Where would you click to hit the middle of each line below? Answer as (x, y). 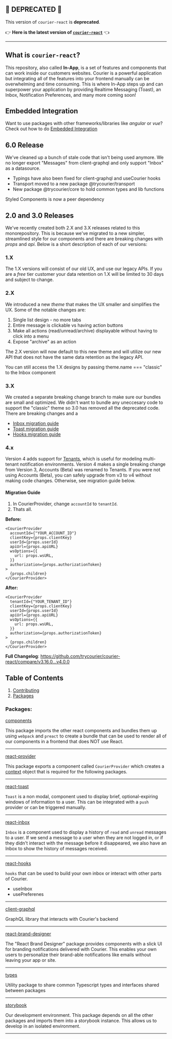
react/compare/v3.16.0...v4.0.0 (38, 662)
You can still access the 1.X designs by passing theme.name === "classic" (84, 367)
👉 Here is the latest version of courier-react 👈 (57, 32)
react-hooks (18, 863)
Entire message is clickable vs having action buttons (68, 325)
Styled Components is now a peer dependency (55, 199)
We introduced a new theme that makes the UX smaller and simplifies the (82, 304)
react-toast (17, 786)
